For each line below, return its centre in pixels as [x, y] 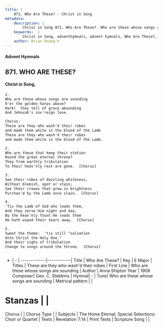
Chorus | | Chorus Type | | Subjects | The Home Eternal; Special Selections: [81, 314]
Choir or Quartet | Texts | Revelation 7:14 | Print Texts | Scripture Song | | [77, 319]
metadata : [15, 18]
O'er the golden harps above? [36, 103]
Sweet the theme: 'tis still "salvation [48, 233]
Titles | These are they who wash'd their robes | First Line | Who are [80, 266]
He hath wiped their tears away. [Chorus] [50, 220]
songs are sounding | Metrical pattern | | [52, 281]
